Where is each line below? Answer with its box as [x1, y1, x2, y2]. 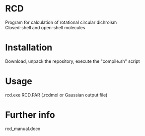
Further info [5, 109, 56, 120]
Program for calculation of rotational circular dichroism [5, 19, 117, 25]
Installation [5, 42, 53, 53]
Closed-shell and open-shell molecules [5, 24, 85, 30]
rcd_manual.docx [5, 126, 41, 132]
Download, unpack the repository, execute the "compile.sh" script [5, 58, 140, 64]
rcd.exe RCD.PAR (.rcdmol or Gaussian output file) [5, 92, 108, 98]
